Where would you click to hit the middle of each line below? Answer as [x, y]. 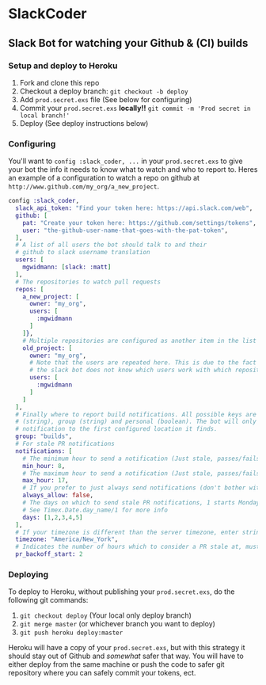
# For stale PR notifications [65, 444]
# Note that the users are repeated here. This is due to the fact [143, 363]
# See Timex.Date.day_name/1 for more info [95, 510]
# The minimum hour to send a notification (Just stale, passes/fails [141, 459]
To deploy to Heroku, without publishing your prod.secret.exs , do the [122, 592]
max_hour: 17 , [46, 481]
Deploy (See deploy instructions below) [84, 123]
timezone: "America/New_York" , [67, 539]
